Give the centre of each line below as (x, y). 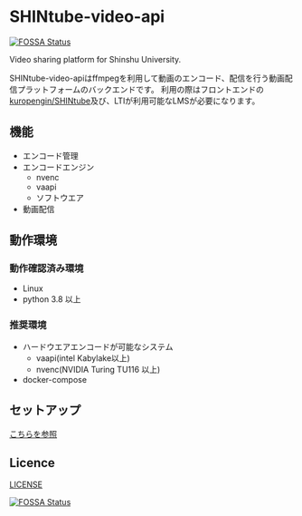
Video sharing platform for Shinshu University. (95, 59)
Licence (33, 463)
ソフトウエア (60, 198)
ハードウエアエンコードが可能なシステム (98, 346)
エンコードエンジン (58, 167)
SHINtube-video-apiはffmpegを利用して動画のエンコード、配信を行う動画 (147, 78)
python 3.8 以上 (52, 299)
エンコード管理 (50, 155)
